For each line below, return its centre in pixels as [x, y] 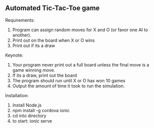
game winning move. [34, 70]
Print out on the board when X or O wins [53, 40]
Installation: [17, 95]
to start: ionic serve [32, 121]
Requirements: [20, 20]
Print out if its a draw [34, 45]
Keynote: [14, 55]
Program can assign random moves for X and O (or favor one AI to [80, 30]
